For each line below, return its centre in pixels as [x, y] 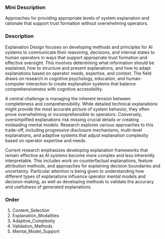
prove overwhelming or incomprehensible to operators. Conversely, [74, 114]
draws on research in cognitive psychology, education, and [65, 79]
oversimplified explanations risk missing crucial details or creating [72, 119]
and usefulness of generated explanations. [49, 187]
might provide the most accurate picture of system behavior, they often [77, 109]
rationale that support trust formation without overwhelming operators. [77, 23]
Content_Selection [31, 210]
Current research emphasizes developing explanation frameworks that [77, 150]
